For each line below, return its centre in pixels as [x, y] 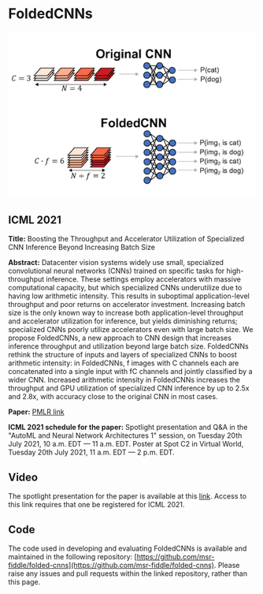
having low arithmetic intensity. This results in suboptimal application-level [129, 296]
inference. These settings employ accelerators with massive [144, 279]
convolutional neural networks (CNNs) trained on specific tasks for [117, 271]
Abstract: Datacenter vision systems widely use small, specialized [116, 263]
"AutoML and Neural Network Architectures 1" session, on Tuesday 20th [125, 435]
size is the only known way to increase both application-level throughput [126, 313]
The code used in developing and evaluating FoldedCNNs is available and [128, 548]
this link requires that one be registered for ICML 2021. [96, 505]
